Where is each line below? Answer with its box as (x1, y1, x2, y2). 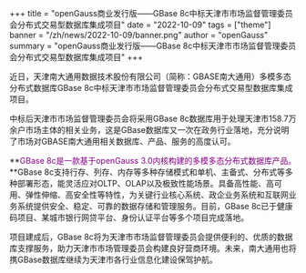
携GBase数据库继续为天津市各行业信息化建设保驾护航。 (9, 254, 219, 265)
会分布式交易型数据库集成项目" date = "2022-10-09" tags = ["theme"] (9, 19, 271, 30)
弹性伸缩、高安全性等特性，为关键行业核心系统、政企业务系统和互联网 (25, 189, 289, 200)
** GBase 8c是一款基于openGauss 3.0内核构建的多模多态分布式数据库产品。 (9, 156, 297, 166)
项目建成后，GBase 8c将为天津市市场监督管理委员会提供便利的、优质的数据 (9, 231, 293, 242)
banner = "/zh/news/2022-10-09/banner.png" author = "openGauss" (9, 30, 269, 40)
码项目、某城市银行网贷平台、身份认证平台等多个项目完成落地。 (9, 212, 249, 223)
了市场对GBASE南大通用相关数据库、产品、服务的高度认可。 (9, 136, 236, 147)
